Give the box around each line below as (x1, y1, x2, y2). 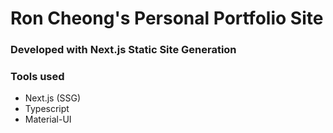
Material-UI (24, 113, 72, 126)
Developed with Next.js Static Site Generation (10, 43, 237, 57)
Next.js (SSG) (24, 92, 82, 104)
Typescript (24, 103, 70, 115)
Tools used (10, 70, 65, 84)
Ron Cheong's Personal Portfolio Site (10, 7, 324, 30)
